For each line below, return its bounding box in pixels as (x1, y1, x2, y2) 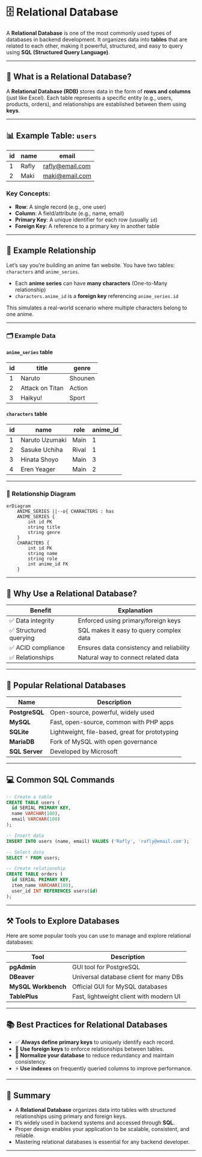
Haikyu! (20, 393, 43, 402)
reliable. (14, 1132, 35, 1139)
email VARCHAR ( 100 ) (11, 816, 61, 822)
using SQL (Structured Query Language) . (6, 48, 110, 55)
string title (28, 524, 61, 530)
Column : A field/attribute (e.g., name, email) (14, 209, 124, 217)
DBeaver (9, 972, 35, 981)
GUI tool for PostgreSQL (72, 963, 140, 971)
